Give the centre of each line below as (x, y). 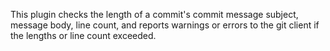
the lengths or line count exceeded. (83, 35)
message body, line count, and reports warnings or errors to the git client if (165, 25)
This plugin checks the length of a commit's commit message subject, (154, 14)
